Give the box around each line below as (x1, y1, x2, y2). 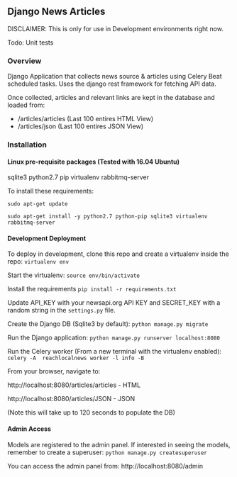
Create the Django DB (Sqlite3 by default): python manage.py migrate (7, 320, 209, 328)
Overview (7, 56, 42, 66)
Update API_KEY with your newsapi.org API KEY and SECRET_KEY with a (7, 298, 221, 307)
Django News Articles (7, 6, 106, 18)
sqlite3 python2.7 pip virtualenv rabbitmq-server (7, 173, 150, 181)
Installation (7, 140, 48, 150)
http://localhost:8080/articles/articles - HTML (7, 381, 140, 389)
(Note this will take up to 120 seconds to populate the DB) (7, 408, 176, 417)
